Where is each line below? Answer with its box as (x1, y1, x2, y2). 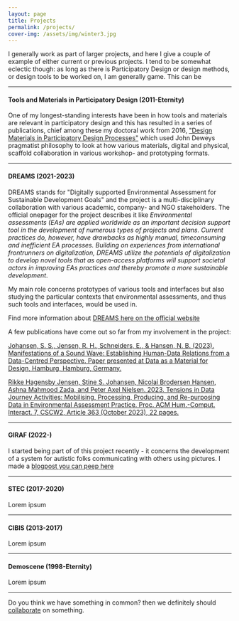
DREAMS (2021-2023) (8, 172, 75, 181)
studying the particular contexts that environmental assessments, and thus (8, 292, 226, 301)
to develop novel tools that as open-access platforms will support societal (8, 255, 226, 264)
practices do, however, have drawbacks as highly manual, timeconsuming (8, 233, 226, 242)
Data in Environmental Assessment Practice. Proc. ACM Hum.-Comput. (8, 400, 216, 409)
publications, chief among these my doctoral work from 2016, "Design (8, 126, 213, 135)
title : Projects (8, 17, 56, 24)
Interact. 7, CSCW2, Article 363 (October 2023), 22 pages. (8, 408, 179, 416)
